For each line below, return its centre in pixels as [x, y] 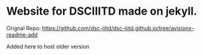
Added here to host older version [48, 46]
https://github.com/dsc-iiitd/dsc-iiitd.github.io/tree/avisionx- [118, 28]
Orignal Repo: [24, 28]
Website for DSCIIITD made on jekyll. [102, 11]
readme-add [22, 34]
